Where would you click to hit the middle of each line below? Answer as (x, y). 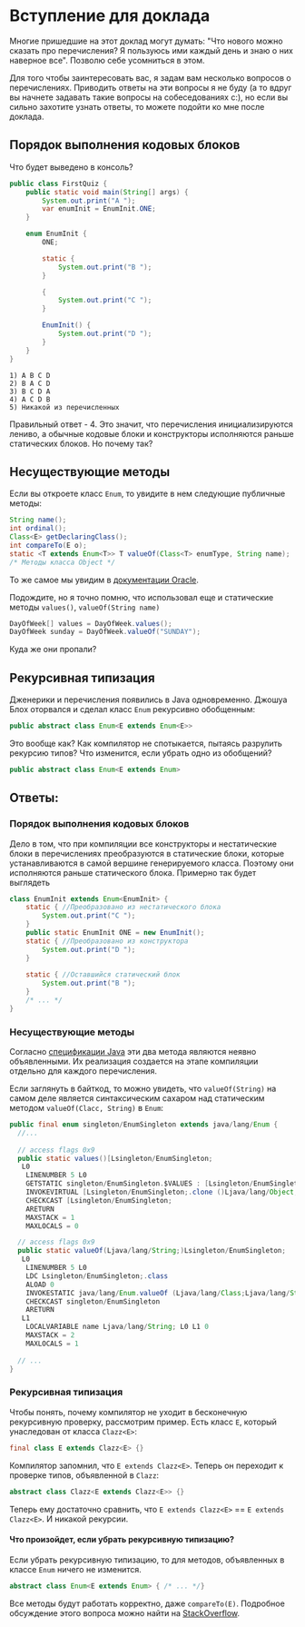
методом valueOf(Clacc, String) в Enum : (87, 1108)
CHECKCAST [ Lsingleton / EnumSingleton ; (99, 1200)
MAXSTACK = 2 (50, 1335)
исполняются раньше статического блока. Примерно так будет (133, 872)
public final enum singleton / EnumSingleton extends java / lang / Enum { (144, 1125)
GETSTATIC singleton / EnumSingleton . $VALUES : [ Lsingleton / (140, 1184)
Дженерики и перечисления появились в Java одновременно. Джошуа (148, 699)
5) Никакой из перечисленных (64, 407)
